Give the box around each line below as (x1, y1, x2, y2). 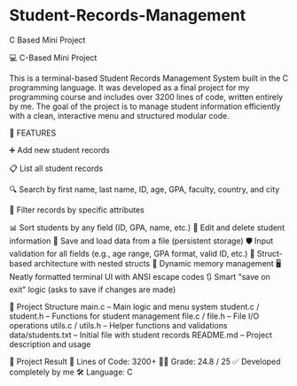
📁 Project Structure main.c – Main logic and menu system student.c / (9, 301, 260, 312)
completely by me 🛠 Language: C (9, 367, 133, 377)
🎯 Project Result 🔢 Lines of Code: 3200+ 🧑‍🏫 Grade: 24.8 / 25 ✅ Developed (9, 356, 281, 367)
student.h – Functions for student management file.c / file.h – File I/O (9, 311, 260, 321)
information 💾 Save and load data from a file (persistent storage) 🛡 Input (9, 235, 274, 246)
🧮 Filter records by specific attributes (9, 205, 145, 215)
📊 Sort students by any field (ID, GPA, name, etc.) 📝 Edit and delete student (9, 222, 285, 233)
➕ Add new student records (9, 144, 111, 155)
